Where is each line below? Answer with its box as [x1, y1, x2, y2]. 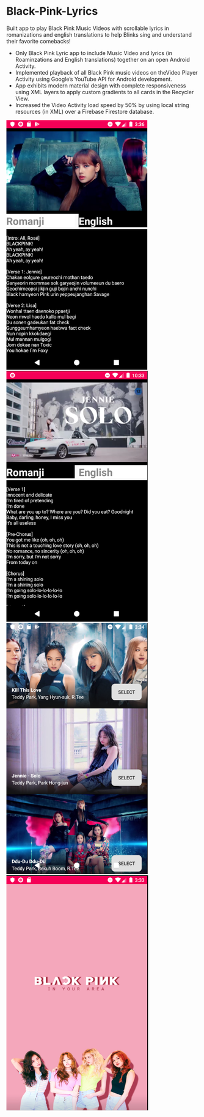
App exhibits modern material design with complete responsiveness [15, 81, 186, 89]
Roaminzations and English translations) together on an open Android [15, 56, 191, 63]
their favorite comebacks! [6, 37, 71, 45]
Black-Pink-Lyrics [6, 4, 98, 18]
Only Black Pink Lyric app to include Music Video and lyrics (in [15, 49, 173, 56]
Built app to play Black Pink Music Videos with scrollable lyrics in [6, 24, 169, 32]
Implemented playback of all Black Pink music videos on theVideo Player [15, 69, 198, 76]
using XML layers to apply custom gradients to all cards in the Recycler [15, 88, 194, 95]
